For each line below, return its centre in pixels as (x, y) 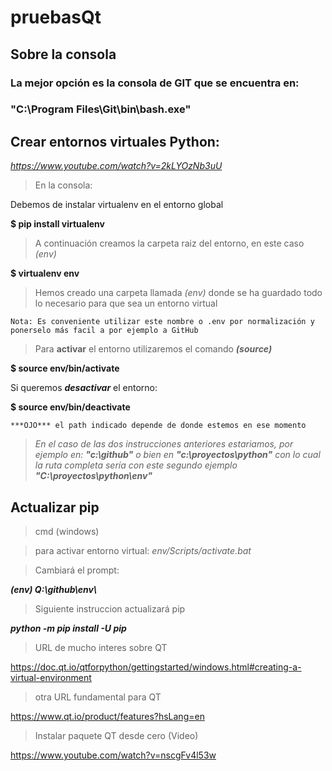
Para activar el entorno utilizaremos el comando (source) (153, 349)
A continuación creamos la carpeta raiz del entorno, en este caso (169, 243)
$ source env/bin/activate (65, 368)
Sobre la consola (63, 54)
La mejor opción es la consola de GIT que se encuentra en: (155, 83)
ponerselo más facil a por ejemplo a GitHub (104, 331)
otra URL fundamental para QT (98, 697)
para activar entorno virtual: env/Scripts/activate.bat (143, 551)
